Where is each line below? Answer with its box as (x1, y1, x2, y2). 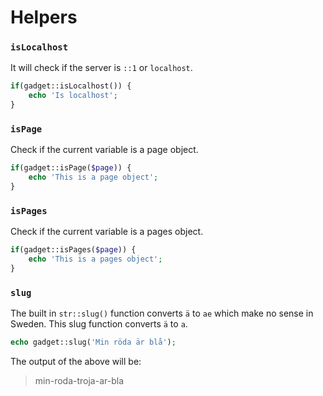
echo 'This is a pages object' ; (28, 254, 163, 265)
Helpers (10, 6, 78, 29)
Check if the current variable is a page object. (10, 144, 199, 156)
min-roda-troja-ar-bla (34, 375, 125, 387)
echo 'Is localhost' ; (28, 91, 118, 101)
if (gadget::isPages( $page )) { (10, 245, 137, 255)
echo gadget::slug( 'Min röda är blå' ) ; (10, 337, 177, 348)
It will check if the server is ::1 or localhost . (10, 62, 193, 74)
